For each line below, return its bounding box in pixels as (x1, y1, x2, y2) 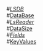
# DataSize (6, 25, 33, 32)
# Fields (6, 31, 25, 39)
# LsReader (6, 18, 34, 25)
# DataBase (6, 12, 34, 19)
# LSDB (6, 6, 25, 12)
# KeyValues (6, 38, 37, 45)
